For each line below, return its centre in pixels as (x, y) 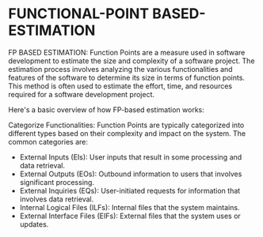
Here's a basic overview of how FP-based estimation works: (106, 109)
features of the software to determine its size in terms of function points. (127, 77)
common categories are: (48, 141)
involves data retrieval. (57, 199)
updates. (34, 224)
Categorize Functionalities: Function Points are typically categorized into (126, 125)
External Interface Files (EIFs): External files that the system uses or (130, 216)
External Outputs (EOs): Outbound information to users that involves (131, 174)
